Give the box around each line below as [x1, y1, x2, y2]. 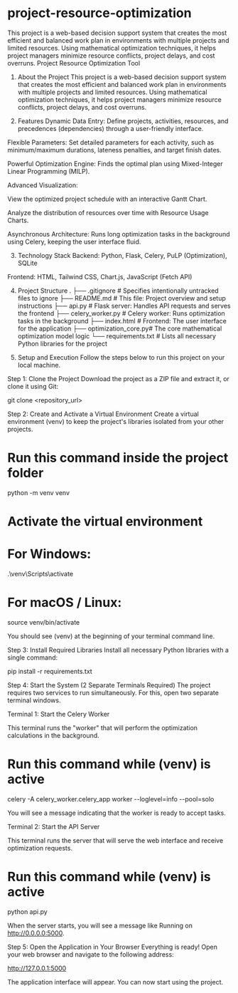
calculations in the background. [7, 731, 99, 739]
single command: [7, 653, 58, 662]
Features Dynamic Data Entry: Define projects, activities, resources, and [17, 116, 229, 125]
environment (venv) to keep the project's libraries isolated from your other [7, 417, 225, 425]
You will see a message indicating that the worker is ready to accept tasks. [7, 809, 226, 817]
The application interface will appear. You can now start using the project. [7, 977, 224, 986]
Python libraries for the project [17, 339, 108, 348]
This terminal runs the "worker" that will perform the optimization [7, 723, 198, 732]
